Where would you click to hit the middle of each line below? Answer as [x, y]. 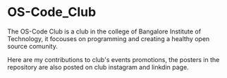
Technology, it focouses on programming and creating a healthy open [109, 38]
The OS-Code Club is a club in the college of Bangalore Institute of [104, 31]
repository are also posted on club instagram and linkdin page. [98, 67]
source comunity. [32, 46]
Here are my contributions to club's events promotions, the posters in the [114, 59]
